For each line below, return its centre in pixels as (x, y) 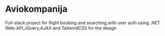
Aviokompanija (36, 9)
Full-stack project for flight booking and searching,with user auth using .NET (83, 23)
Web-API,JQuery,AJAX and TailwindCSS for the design (61, 28)
